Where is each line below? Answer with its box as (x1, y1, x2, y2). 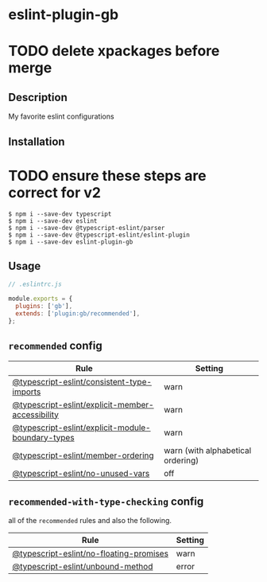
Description (8, 90, 68, 104)
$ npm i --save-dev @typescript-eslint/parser (8, 224, 165, 232)
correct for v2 (8, 183, 102, 201)
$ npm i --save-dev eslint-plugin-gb (8, 237, 133, 246)
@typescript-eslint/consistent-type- (12, 376, 153, 387)
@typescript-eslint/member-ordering (12, 450, 154, 461)
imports (12, 386, 41, 397)
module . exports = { (8, 295, 73, 303)
